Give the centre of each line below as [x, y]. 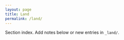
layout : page [18, 10]
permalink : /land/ [24, 19]
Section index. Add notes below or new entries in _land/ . [62, 33]
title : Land [17, 14]
